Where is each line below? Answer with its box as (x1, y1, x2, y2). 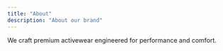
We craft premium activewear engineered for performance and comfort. (7, 36, 217, 44)
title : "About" (7, 10, 52, 17)
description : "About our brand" (7, 17, 103, 24)
